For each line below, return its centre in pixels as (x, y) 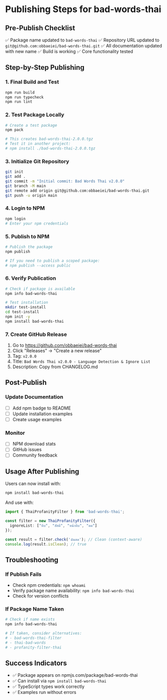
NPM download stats (34, 444)
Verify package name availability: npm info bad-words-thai (73, 591)
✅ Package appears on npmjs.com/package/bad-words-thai (75, 675)
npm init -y (18, 317)
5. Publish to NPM (27, 236)
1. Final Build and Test (32, 82)
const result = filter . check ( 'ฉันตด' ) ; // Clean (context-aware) (74, 539)
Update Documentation (34, 397)
